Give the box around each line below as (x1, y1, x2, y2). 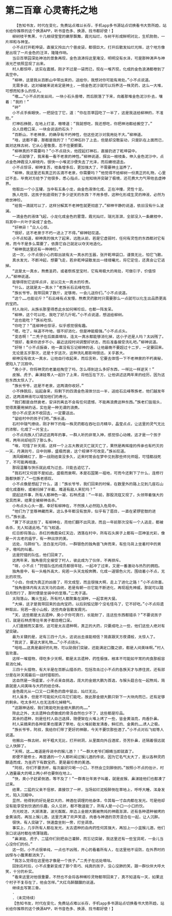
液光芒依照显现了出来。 (5, 61, 48, 66)
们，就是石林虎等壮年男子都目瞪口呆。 (5, 618, 74, 623)
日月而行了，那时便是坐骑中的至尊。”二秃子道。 (5, 590, 90, 596)
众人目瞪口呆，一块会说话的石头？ (12, 126, 73, 132)
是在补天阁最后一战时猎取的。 (9, 672, 63, 678)
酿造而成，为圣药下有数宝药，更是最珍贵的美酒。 (5, 760, 93, 765)
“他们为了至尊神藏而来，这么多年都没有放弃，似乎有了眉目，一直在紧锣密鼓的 (12, 509, 152, 514)
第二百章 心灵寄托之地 (5, 5, 98, 16)
